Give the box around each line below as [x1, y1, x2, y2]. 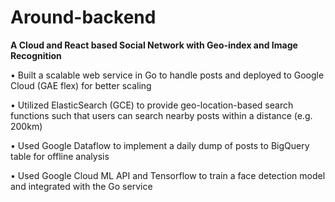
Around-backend [10, 6, 157, 29]
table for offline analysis [10, 150, 110, 162]
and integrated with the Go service [10, 180, 153, 192]
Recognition [10, 49, 62, 61]
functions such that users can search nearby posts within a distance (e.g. [10, 109, 313, 121]
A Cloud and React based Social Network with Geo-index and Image [10, 39, 298, 51]
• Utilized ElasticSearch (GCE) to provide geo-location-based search [10, 99, 294, 111]
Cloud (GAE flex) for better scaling [10, 79, 152, 91]
